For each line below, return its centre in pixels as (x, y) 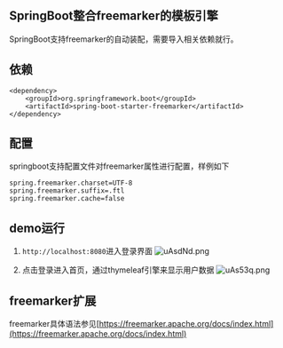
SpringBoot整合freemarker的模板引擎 (114, 16)
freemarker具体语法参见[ (55, 324)
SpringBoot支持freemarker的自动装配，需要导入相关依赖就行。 (124, 39)
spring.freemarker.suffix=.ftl (67, 191)
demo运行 (37, 228)
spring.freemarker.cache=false (67, 199)
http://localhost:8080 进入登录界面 (87, 251)
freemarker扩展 (53, 301)
